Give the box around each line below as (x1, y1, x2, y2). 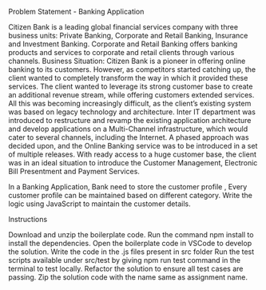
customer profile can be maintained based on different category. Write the (8, 191, 253, 200)
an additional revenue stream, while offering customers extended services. (8, 90, 255, 99)
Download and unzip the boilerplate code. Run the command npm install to (8, 230, 254, 239)
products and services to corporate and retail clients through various (8, 48, 235, 57)
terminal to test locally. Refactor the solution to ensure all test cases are (8, 264, 244, 273)
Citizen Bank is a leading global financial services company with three (8, 22, 238, 31)
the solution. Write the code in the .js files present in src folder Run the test (8, 247, 255, 256)
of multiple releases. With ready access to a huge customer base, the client (8, 149, 257, 159)
